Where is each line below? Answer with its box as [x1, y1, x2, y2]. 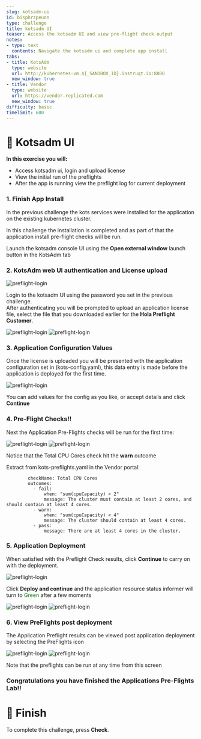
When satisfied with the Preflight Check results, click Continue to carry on [6, 555, 190, 563]
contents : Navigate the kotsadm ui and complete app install [11, 48, 168, 54]
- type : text [6, 43, 39, 49]
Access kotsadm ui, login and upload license [14, 167, 125, 175]
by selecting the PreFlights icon [6, 639, 84, 646]
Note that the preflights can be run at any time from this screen [6, 661, 162, 669]
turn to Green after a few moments [6, 591, 92, 599]
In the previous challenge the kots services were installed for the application [6, 208, 195, 215]
